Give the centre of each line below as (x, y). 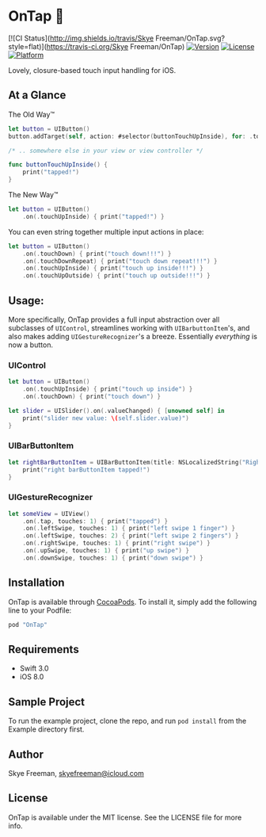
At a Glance (37, 96)
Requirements (44, 649)
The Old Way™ (32, 114)
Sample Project (47, 702)
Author (26, 754)
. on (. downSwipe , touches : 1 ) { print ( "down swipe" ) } (113, 558)
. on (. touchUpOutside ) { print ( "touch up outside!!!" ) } (117, 276)
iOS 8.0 (32, 677)
